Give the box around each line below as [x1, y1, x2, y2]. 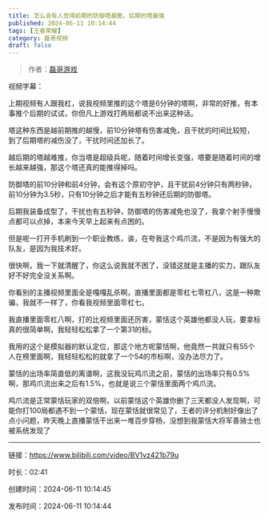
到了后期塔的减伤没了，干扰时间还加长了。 [8, 135, 149, 145]
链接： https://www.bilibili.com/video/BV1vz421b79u [8, 450, 179, 460]
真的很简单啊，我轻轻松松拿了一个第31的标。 [8, 325, 156, 335]
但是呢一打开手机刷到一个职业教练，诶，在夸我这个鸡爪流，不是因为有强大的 [8, 234, 261, 243]
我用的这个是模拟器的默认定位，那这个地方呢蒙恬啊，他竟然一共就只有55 [8, 342, 248, 351]
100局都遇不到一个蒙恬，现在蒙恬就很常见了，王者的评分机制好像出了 [29, 406, 259, 416]
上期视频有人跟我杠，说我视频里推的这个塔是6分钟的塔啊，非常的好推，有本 [8, 98, 259, 108]
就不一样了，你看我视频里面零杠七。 [29, 298, 149, 307]
